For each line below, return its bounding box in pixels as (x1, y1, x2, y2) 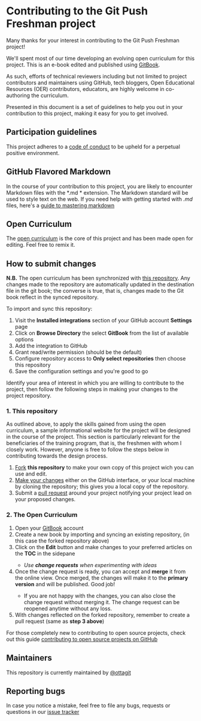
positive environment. (6, 149, 60, 156)
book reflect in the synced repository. (6, 293, 99, 301)
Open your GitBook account (14, 524, 84, 531)
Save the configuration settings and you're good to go (14, 368, 148, 375)
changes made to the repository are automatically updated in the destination (6, 281, 194, 288)
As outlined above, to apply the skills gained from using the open (6, 420, 166, 428)
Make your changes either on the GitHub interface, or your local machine (14, 477, 195, 484)
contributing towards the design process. (6, 452, 108, 459)
